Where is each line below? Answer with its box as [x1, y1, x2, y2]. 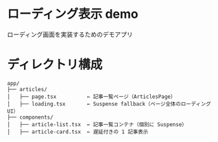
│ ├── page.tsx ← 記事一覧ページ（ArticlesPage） [7, 93, 176, 100]
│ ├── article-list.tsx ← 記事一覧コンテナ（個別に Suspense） [7, 121, 187, 128]
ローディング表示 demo [7, 6, 138, 22]
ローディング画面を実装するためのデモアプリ [7, 30, 134, 38]
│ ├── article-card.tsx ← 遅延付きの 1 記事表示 [7, 128, 149, 135]
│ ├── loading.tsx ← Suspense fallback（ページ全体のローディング [7, 100, 211, 107]
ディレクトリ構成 [7, 57, 103, 73]
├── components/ [7, 114, 53, 121]
